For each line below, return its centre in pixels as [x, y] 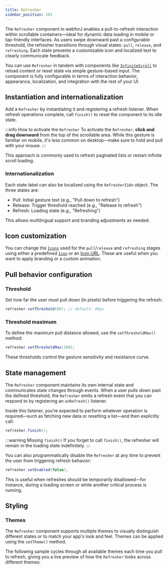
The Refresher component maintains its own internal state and [69, 385]
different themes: [23, 562]
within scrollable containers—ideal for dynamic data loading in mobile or [80, 34]
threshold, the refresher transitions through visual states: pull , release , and [83, 45]
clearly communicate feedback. [38, 55]
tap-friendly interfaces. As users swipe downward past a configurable [78, 39]
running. [14, 490]
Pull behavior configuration [49, 274]
